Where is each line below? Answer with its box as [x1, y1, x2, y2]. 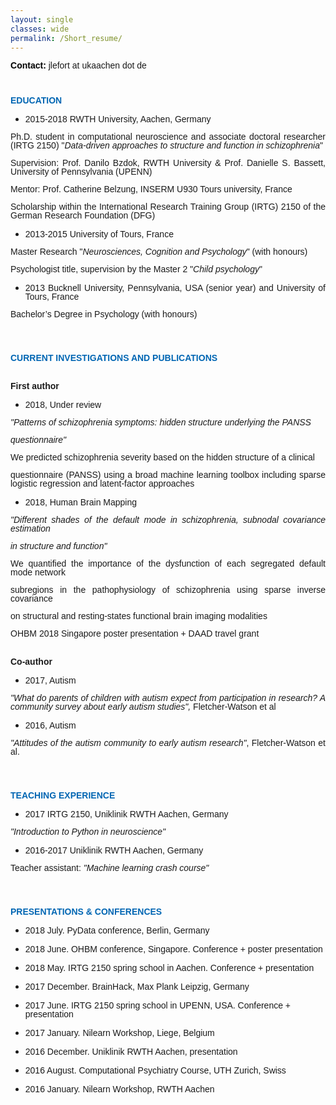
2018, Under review [24, 399, 102, 411]
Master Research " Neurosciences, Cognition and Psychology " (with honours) [10, 246, 308, 258]
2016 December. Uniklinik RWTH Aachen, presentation [24, 1046, 238, 1058]
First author [10, 381, 60, 392]
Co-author [10, 656, 53, 668]
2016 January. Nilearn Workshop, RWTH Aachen [24, 1084, 215, 1095]
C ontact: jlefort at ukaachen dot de [10, 60, 147, 71]
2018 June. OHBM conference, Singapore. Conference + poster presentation [24, 944, 323, 955]
